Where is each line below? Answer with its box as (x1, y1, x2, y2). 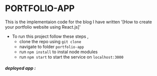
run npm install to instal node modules (19, 49, 98, 55)
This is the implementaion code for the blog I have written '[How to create (5, 19, 152, 25)
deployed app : (5, 65, 36, 71)
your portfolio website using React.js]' (5, 24, 81, 30)
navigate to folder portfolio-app (19, 44, 84, 49)
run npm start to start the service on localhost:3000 (19, 54, 124, 60)
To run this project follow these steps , (12, 33, 89, 39)
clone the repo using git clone (19, 38, 81, 44)
